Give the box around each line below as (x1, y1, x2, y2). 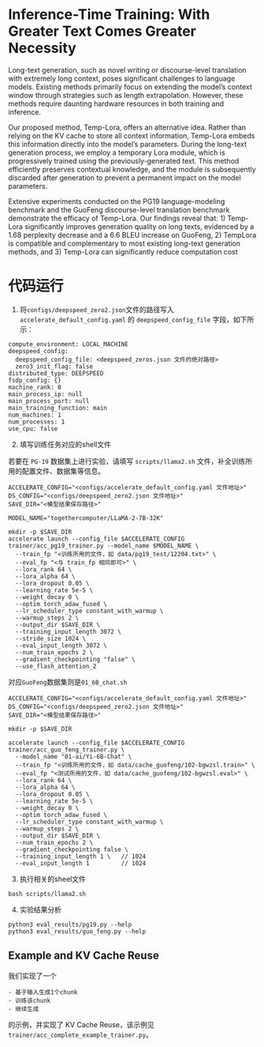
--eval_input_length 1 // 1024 (15, 859, 147, 867)
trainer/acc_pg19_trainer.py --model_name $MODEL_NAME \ (8, 541, 199, 550)
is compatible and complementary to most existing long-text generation (8, 239, 241, 248)
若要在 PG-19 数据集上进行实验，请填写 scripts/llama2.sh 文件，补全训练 (8, 456, 246, 465)
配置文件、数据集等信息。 (21, 466, 105, 476)
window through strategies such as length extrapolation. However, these (8, 90, 244, 100)
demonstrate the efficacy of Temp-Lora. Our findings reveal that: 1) (8, 213, 226, 223)
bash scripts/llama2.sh (8, 890, 87, 898)
